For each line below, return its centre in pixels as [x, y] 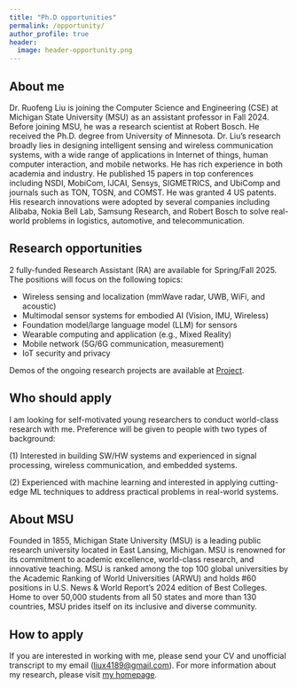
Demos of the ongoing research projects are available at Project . [127, 370]
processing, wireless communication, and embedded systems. [123, 465]
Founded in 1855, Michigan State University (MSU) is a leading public [135, 541]
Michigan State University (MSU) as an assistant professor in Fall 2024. [139, 117]
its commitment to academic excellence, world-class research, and [132, 560]
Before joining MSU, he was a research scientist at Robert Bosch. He [134, 126]
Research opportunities [76, 249]
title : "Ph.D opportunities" [63, 17]
